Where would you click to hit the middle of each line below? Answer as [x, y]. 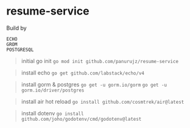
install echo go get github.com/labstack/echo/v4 [83, 72]
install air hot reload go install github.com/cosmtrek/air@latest [103, 101]
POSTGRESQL [20, 50]
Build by [16, 28]
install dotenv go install [52, 113]
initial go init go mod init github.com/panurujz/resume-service [100, 61]
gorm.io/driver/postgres [53, 90]
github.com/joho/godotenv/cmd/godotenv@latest [81, 119]
